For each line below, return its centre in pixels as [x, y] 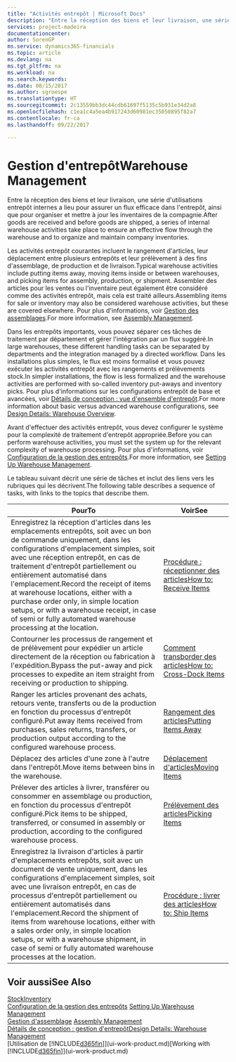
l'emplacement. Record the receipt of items [81, 584]
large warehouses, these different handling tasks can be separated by [109, 347]
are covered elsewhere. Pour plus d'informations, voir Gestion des [103, 310]
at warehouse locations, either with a [71, 593]
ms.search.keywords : [38, 79]
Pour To [84, 511]
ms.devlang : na [29, 60]
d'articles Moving [191, 768]
